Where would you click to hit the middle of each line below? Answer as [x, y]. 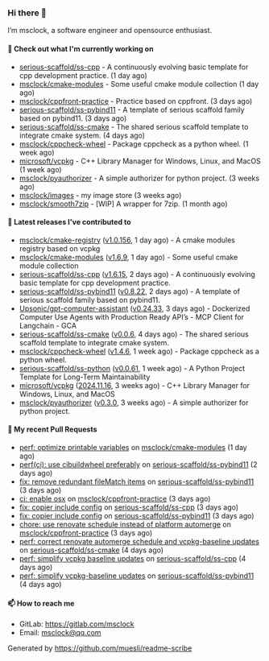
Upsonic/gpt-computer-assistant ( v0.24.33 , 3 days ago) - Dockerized [134, 308]
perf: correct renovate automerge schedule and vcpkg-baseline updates [139, 541]
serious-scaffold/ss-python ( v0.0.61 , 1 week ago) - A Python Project [132, 368]
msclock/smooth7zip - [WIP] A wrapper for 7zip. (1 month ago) [123, 204]
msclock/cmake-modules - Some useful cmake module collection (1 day [139, 84]
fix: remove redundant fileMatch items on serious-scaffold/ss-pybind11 [137, 481]
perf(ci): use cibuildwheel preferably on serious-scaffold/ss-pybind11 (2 [138, 464]
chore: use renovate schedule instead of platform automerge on [125, 524]
